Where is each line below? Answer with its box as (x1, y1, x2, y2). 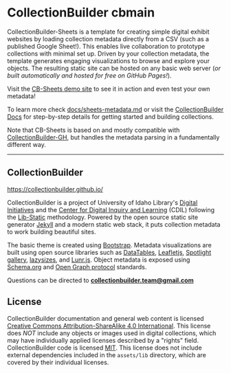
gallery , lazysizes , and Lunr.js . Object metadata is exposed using (7, 256, 190, 264)
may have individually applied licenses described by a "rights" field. (7, 336, 199, 344)
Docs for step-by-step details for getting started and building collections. (7, 112, 214, 121)
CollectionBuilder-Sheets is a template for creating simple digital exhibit (7, 27, 210, 36)
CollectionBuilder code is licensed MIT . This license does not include (7, 343, 202, 352)
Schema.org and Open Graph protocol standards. (7, 262, 147, 271)
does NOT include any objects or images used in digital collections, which (7, 328, 217, 337)
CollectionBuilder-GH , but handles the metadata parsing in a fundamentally (7, 133, 220, 142)
